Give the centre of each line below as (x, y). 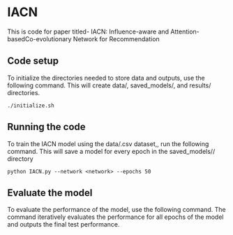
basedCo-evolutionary (39, 38)
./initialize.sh (31, 106)
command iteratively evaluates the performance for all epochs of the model (115, 217)
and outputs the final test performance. (63, 225)
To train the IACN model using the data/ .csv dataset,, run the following (108, 143)
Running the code (46, 127)
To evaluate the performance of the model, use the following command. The (116, 210)
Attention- (185, 31)
